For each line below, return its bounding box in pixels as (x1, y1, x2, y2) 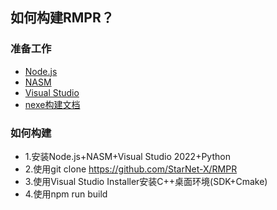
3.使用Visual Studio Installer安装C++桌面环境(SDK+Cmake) (24, 175, 268, 187)
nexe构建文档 (24, 98, 81, 110)
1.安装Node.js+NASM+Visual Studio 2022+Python (24, 150, 231, 162)
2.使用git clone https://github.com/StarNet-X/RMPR (24, 163, 238, 175)
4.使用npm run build (24, 188, 108, 200)
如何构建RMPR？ (10, 9, 115, 27)
